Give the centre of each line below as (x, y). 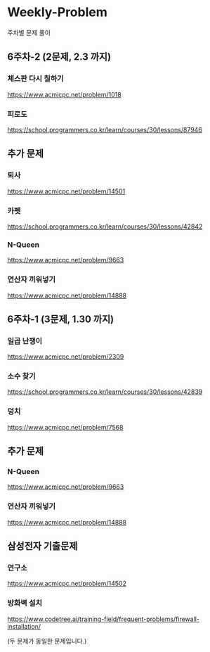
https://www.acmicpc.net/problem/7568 (65, 427)
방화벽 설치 (25, 603)
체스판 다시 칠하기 (36, 79)
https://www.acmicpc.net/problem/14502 (67, 584)
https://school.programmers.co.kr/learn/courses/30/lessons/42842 (105, 226)
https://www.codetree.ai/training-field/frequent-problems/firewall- (104, 619)
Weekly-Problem (57, 12)
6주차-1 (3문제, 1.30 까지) (61, 319)
